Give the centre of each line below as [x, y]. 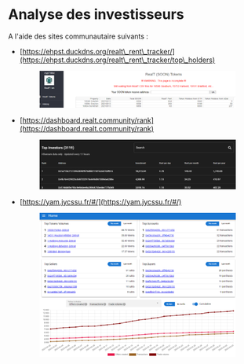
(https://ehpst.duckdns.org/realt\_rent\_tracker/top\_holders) [117, 60]
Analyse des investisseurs [96, 15]
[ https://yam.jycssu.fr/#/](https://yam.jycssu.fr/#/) [100, 201]
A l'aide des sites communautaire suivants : [78, 36]
